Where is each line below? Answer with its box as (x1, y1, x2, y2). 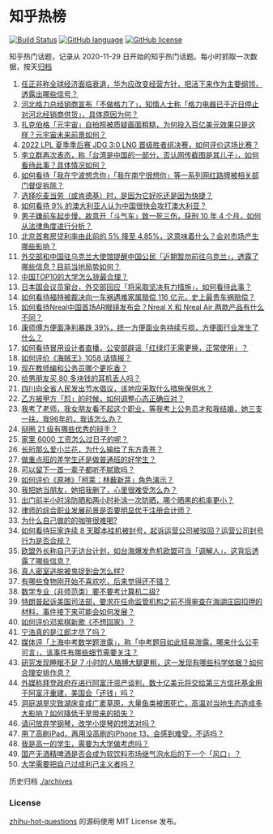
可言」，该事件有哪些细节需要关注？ (20, 647, 139, 657)
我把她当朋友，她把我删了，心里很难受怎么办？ (20, 485, 177, 495)
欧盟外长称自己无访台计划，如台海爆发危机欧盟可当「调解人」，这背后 (20, 546, 252, 555)
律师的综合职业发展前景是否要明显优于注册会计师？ (20, 505, 192, 515)
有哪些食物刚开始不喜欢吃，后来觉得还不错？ (20, 576, 171, 586)
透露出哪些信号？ (20, 89, 79, 98)
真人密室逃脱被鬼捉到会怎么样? (20, 566, 125, 576)
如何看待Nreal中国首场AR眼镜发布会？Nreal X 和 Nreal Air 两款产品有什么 (20, 302, 265, 312)
